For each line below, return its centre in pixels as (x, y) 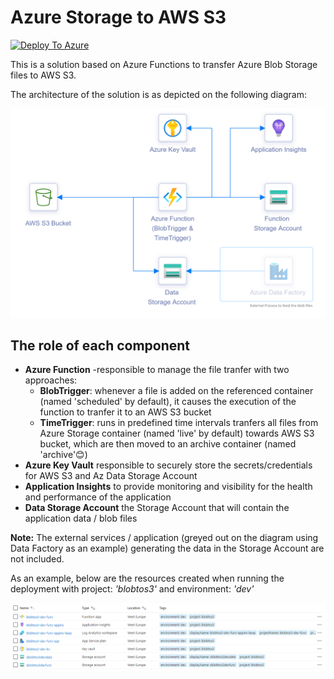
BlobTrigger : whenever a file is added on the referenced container (176, 391)
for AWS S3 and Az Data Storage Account (111, 476)
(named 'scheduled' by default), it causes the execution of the (168, 402)
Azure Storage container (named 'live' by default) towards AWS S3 (177, 433)
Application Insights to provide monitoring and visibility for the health (168, 487)
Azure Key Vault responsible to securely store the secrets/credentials (168, 465)
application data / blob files (81, 518)
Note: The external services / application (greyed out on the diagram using (164, 538)
